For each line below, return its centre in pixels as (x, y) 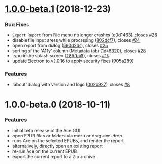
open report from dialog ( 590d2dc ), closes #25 (60, 46)
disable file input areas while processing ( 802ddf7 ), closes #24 (76, 40)
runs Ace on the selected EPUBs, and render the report (68, 141)
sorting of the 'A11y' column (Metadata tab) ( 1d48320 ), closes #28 (79, 51)
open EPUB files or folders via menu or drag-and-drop (67, 136)
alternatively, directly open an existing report (57, 146)
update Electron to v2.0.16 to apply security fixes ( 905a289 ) (73, 61)
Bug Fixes (17, 25)
